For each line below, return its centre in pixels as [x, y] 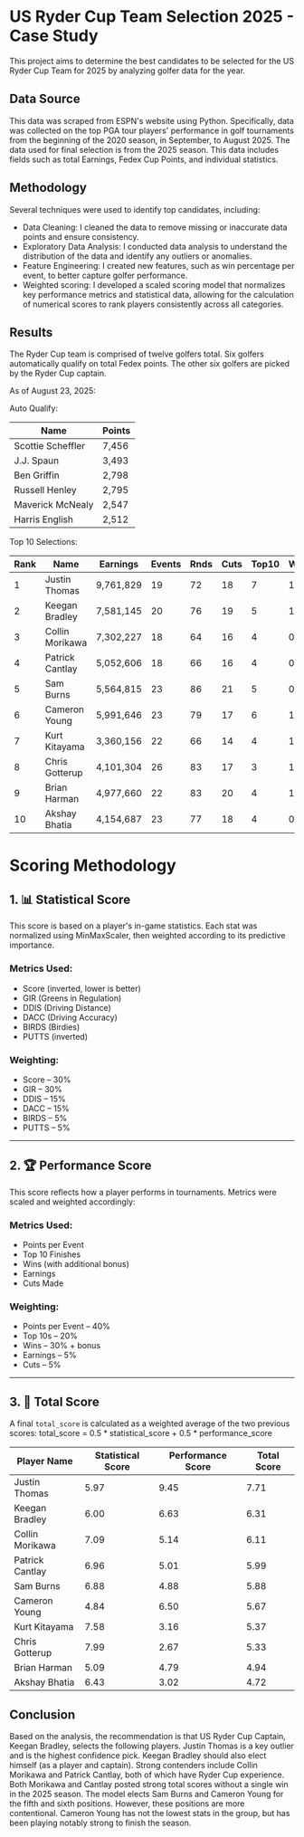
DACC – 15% [46, 1108]
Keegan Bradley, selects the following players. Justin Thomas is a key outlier [152, 1746]
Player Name [45, 1461]
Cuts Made [43, 1283]
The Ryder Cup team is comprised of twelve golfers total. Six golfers [137, 354]
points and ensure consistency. [81, 236]
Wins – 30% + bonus [62, 1346]
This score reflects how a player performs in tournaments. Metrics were [143, 1192]
